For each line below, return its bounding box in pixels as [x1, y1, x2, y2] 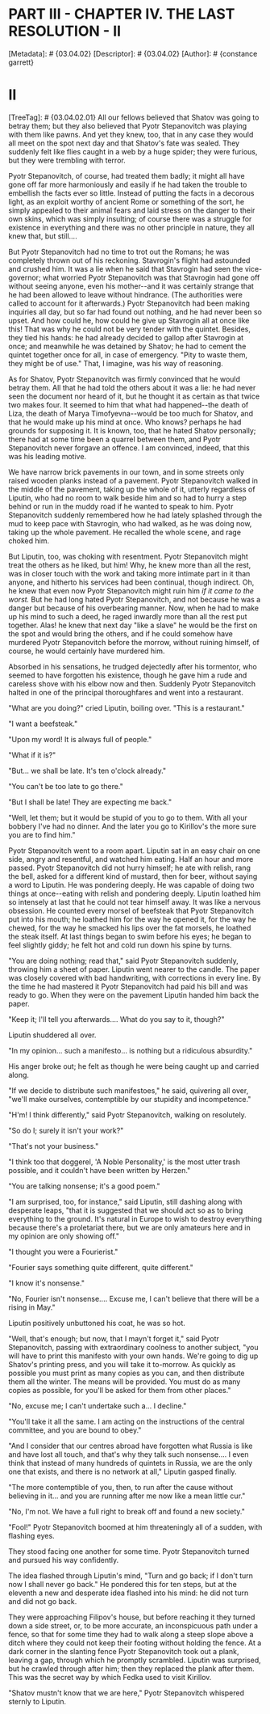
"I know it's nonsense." [8, 1278, 85, 1288]
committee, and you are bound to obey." [8, 1425, 142, 1435]
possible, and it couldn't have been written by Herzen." [8, 1165, 191, 1175]
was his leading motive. [8, 451, 87, 461]
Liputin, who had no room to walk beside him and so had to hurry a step [8, 492, 247, 502]
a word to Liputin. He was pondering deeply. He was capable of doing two [8, 880, 255, 889]
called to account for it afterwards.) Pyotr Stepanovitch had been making [8, 298, 250, 308]
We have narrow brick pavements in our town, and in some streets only [8, 466, 244, 477]
